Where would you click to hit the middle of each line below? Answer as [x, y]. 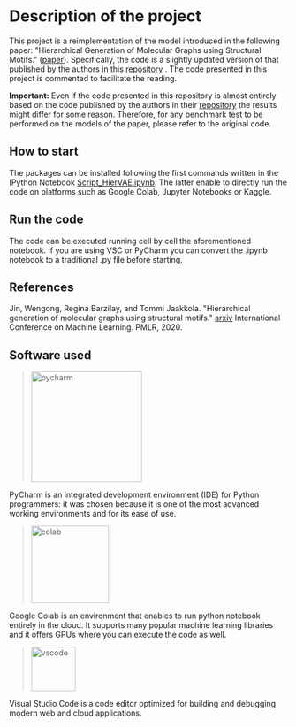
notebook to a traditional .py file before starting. [96, 259]
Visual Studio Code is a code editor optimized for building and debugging [143, 704]
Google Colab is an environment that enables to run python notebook [135, 616]
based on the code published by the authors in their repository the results [143, 104]
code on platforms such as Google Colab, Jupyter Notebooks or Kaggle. [140, 191]
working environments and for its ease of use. [93, 514]
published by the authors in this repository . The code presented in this [138, 69]
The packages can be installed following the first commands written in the [144, 172]
